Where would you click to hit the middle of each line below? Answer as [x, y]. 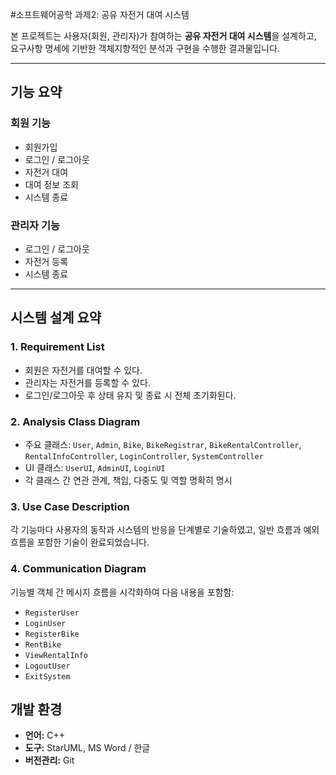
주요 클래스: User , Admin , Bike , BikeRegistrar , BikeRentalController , [163, 444]
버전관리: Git [49, 760]
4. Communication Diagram [78, 569]
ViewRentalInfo [56, 655]
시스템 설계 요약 [56, 318]
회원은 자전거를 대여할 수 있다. [83, 370]
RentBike [43, 644]
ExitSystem [47, 676]
